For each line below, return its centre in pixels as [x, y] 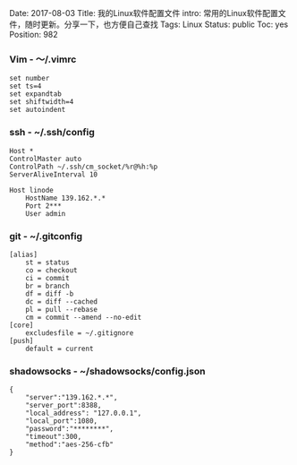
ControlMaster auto [46, 159]
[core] [21, 325]
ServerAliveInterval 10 [54, 174]
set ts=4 [25, 86]
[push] [21, 340]
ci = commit [47, 278]
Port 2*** [44, 206]
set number [30, 79]
